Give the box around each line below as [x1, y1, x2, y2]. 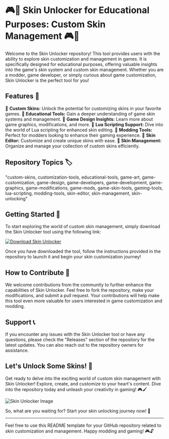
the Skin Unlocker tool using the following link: [5, 229, 102, 235]
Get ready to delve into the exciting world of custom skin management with [5, 375, 161, 381]
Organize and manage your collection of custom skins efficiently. [5, 143, 140, 149]
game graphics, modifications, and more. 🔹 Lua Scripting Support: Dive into [5, 121, 163, 127]
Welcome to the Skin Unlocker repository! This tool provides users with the [5, 50, 160, 57]
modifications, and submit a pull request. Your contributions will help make [5, 293, 160, 299]
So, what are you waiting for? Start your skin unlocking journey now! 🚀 [5, 408, 151, 414]
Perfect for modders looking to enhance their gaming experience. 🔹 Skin [5, 132, 156, 138]
